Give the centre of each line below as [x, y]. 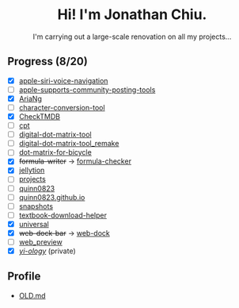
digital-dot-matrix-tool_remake [69, 144]
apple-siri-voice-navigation [63, 80]
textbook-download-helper [63, 215]
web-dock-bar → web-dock [64, 233]
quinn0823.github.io [52, 197]
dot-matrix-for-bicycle [55, 152]
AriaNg [30, 98]
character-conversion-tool [62, 107]
